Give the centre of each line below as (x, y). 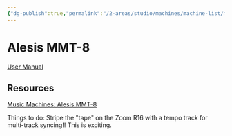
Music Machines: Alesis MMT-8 (52, 104)
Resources (31, 88)
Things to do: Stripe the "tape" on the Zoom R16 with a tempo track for (108, 118)
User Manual (25, 67)
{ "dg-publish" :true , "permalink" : (55, 13)
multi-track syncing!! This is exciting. (59, 125)
